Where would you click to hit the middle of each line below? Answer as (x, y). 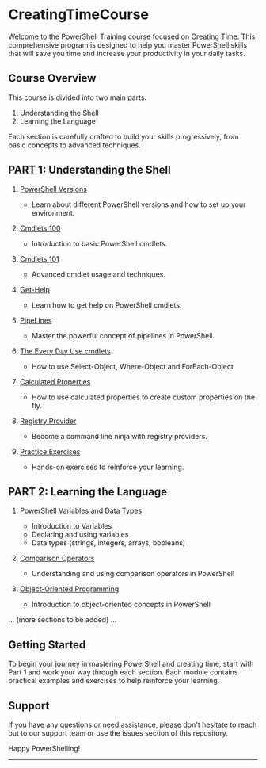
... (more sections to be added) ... (63, 620)
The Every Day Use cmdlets (65, 351)
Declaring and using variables (80, 535)
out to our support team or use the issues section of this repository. (118, 733)
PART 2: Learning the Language (88, 492)
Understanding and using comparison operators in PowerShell (133, 574)
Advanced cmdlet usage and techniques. (99, 274)
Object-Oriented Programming (69, 589)
